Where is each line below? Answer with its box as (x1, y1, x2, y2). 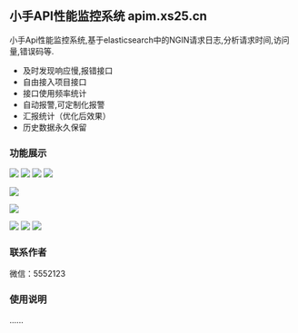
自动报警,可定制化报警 (22, 99, 105, 110)
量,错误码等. (9, 45, 55, 56)
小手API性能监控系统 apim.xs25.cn (9, 8, 207, 24)
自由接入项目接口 (22, 76, 87, 87)
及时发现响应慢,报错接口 (22, 64, 114, 75)
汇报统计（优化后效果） (22, 110, 111, 121)
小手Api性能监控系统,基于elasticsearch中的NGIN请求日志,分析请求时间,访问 (9, 34, 290, 45)
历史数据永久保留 (22, 122, 87, 132)
